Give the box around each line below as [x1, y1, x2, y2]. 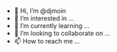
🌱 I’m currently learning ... [13, 22, 90, 30]
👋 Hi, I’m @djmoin [13, 7, 66, 15]
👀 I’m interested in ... [13, 14, 74, 22]
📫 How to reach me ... [13, 37, 80, 45]
